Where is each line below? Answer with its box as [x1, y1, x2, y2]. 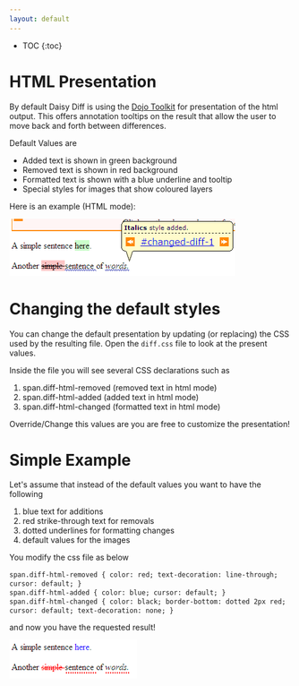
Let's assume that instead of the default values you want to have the [9, 479, 261, 490]
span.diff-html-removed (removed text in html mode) [21, 382, 218, 393]
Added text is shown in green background [21, 155, 177, 166]
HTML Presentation [9, 72, 157, 91]
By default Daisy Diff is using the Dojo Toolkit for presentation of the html [9, 101, 279, 112]
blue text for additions [21, 506, 104, 517]
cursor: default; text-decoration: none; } [9, 606, 175, 615]
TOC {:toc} [21, 40, 63, 51]
